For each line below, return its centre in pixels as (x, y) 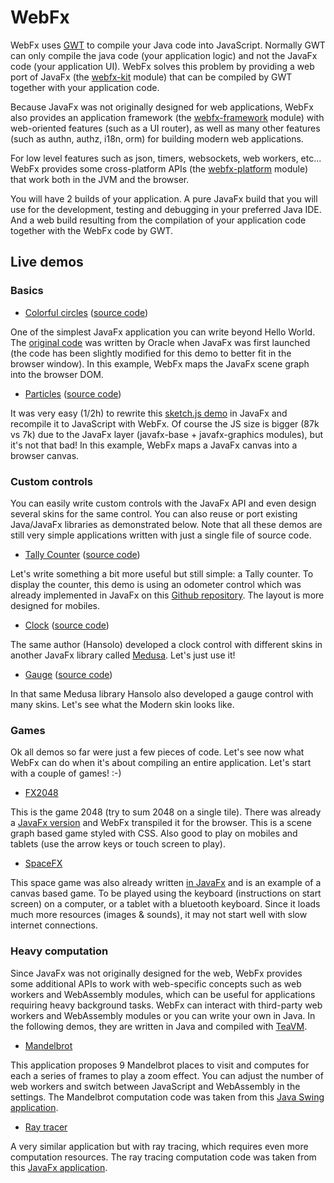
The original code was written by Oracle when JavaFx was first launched (160, 342)
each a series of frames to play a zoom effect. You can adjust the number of (167, 1075)
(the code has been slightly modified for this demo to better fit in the (151, 353)
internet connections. (54, 925)
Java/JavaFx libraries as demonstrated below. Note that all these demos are (166, 524)
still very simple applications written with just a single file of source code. (161, 535)
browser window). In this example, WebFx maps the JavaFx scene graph (160, 363)
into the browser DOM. (57, 374)
